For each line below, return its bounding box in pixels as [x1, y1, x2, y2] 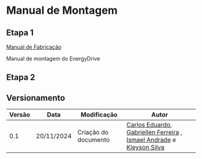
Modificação [81, 110, 118, 119]
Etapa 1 [6, 28, 34, 38]
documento [77, 136, 110, 144]
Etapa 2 [6, 73, 35, 83]
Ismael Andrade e [126, 136, 176, 144]
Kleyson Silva [126, 143, 165, 152]
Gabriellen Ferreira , [126, 128, 182, 137]
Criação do [77, 128, 109, 137]
